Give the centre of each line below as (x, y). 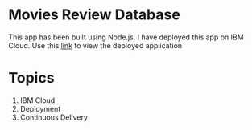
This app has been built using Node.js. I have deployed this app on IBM (126, 37)
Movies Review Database (95, 15)
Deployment (40, 108)
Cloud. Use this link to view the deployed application (95, 45)
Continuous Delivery (54, 117)
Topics (31, 78)
